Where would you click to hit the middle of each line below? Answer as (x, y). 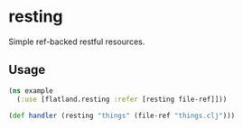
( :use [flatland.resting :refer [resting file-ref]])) (122, 99)
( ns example (31, 91)
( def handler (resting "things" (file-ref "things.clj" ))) (122, 115)
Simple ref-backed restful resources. (77, 41)
